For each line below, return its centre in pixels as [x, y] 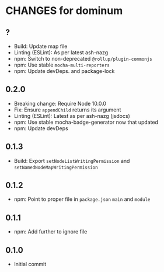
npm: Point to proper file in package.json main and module [82, 199]
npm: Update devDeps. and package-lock [64, 71]
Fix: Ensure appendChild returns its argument [67, 110]
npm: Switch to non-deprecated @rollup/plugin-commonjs [83, 59]
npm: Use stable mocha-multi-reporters [62, 65]
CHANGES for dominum [64, 11]
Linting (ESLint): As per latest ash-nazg [61, 53]
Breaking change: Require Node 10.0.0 [60, 103]
